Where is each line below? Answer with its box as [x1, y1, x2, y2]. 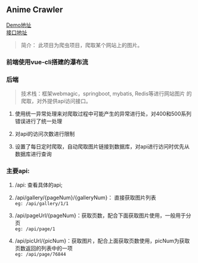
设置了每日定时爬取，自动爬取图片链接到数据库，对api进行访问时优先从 [14, 143, 190, 150]
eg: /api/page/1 [14, 226, 55, 232]
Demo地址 [6, 21, 32, 29]
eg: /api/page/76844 [14, 252, 66, 258]
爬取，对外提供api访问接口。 [20, 98, 91, 105]
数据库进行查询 [14, 150, 52, 157]
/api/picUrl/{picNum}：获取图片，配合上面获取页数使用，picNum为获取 [14, 237, 190, 245]
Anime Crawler [6, 5, 63, 15]
